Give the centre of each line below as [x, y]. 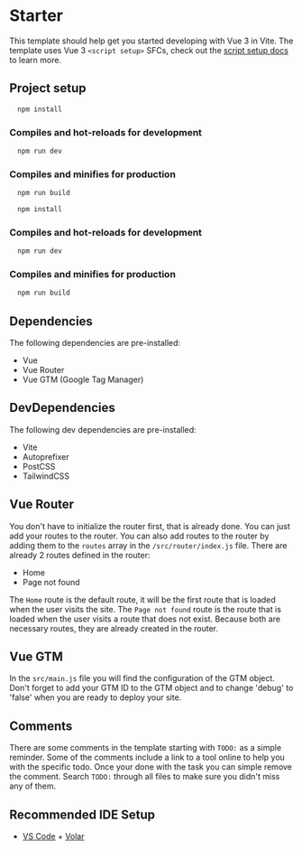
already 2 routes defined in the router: [80, 555]
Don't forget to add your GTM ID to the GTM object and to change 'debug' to [151, 688]
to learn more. [35, 60]
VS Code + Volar [53, 836]
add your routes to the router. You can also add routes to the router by [139, 536]
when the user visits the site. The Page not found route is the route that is [146, 609]
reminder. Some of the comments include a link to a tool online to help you [147, 757]
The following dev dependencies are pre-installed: [103, 429]
